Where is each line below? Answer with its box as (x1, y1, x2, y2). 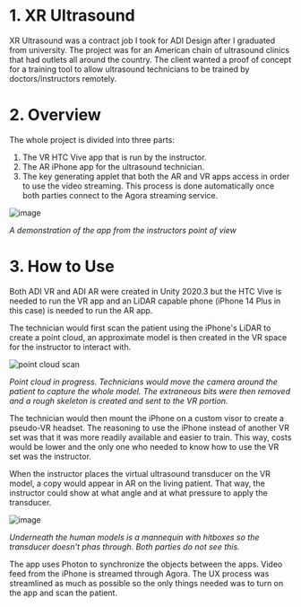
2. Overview (9, 105, 101, 126)
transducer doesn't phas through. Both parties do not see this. (9, 541, 240, 552)
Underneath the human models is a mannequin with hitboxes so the (9, 532, 260, 542)
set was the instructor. (9, 451, 92, 462)
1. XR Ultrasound (9, 5, 136, 26)
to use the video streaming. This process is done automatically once (21, 180, 275, 191)
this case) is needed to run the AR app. (9, 304, 153, 315)
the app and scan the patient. (9, 587, 118, 598)
